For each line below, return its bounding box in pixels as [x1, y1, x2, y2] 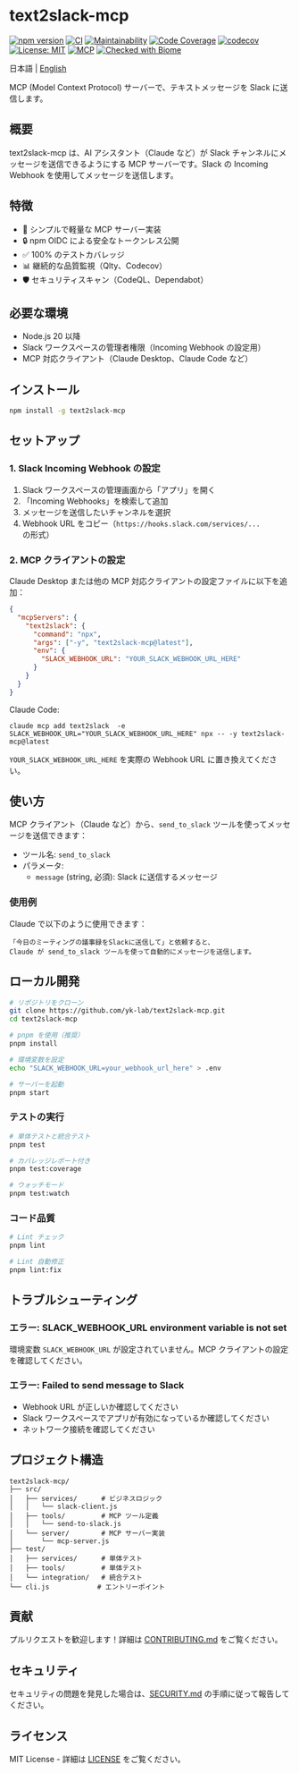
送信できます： [32, 830, 87, 841]
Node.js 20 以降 [21, 331, 81, 342]
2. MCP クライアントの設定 [9, 554, 126, 566]
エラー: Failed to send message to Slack [9, 1379, 185, 1392]
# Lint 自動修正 [9, 1258, 64, 1267]
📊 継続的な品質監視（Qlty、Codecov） [21, 260, 168, 271]
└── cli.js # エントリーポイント [9, 1582, 165, 1591]
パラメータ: [21, 861, 64, 871]
